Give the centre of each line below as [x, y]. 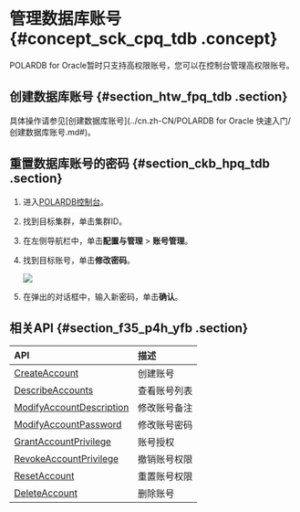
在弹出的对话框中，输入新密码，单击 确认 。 [103, 296]
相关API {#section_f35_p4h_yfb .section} [129, 328]
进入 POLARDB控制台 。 [66, 201]
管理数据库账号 [66, 19]
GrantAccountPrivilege [63, 442]
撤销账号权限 [166, 460]
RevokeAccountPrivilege [67, 459]
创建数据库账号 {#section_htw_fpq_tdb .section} [149, 97]
